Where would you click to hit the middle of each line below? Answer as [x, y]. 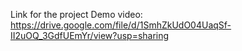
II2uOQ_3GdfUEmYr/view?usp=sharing [90, 35]
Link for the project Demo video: [76, 14]
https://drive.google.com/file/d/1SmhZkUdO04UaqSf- [121, 25]
